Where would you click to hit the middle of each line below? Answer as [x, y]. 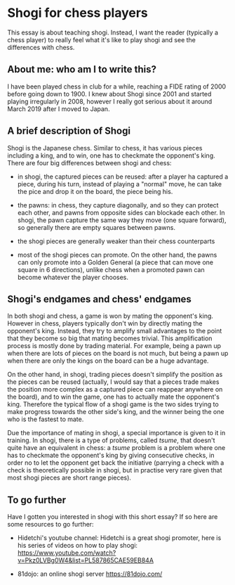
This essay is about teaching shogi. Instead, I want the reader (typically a [113, 32]
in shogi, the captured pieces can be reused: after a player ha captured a [123, 176]
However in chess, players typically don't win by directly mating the [105, 323]
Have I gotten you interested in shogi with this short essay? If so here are [113, 517]
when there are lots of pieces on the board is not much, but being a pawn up [118, 354]
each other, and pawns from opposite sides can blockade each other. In [121, 212]
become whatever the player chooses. [73, 277]
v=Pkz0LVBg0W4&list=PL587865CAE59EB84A [86, 560]
